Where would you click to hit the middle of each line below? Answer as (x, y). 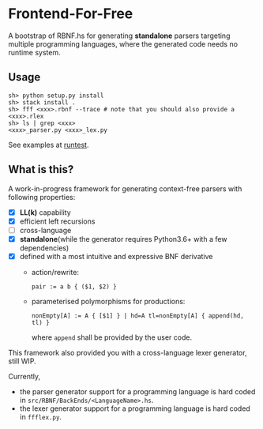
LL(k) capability (45, 212)
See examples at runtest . (49, 145)
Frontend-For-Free (71, 14)
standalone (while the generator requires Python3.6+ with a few (123, 239)
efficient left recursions (57, 221)
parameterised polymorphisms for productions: (108, 301)
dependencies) (44, 248)
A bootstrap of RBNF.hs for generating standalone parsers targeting (119, 36)
